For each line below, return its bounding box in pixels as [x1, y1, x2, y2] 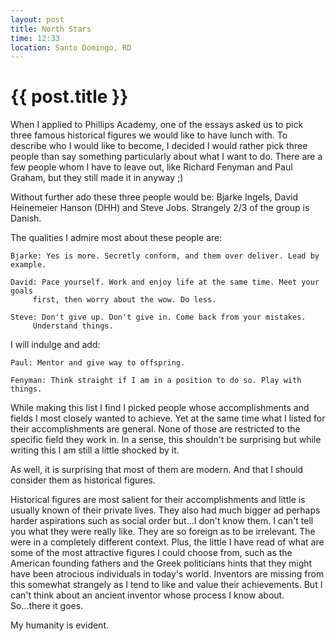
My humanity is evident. [10, 619, 110, 631]
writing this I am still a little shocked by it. [10, 444, 180, 456]
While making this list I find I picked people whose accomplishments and [10, 402, 310, 414]
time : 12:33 [10, 33, 60, 43]
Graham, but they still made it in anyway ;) [10, 172, 184, 184]
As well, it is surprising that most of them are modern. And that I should [10, 464, 304, 476]
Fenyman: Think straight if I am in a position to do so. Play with [10, 376, 302, 386]
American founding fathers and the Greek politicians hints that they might [10, 557, 313, 570]
